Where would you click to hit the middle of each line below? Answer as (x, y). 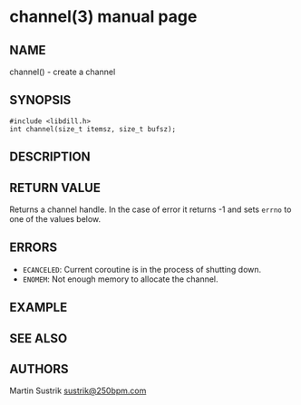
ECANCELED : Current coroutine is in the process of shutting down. (142, 269)
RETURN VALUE (55, 188)
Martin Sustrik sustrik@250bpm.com (78, 391)
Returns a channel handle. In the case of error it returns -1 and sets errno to (150, 209)
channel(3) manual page (103, 17)
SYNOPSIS (40, 100)
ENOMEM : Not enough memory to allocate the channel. (121, 279)
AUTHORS (39, 369)
